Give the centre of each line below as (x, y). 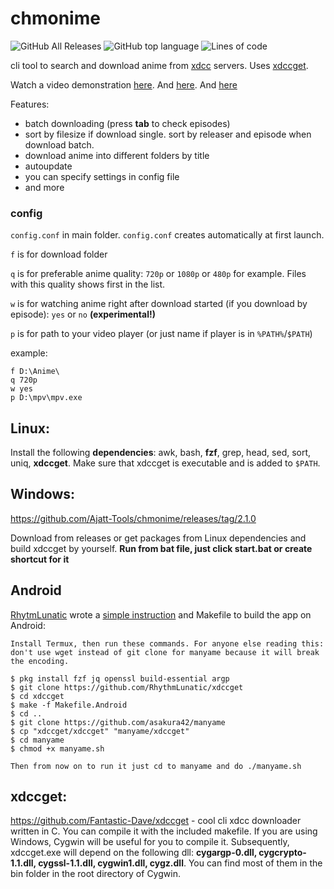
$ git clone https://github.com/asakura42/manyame (118, 722)
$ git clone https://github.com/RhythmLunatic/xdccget (127, 687)
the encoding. (40, 661)
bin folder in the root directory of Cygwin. (95, 874)
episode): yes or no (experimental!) (83, 314)
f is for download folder (59, 254)
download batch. (59, 144)
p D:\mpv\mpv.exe (46, 398)
